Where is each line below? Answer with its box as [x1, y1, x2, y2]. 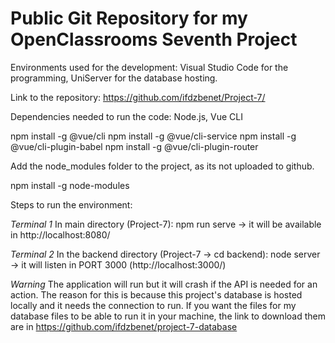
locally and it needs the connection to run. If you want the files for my [10, 299, 297, 311]
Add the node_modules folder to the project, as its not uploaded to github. [10, 160, 315, 172]
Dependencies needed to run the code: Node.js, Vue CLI [10, 110, 243, 122]
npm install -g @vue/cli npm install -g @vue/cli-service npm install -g [10, 130, 297, 142]
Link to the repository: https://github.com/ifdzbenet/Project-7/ [10, 91, 266, 103]
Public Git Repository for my [10, 7, 248, 30]
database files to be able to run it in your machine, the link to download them [10, 310, 326, 322]
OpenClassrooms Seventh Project [10, 28, 298, 51]
